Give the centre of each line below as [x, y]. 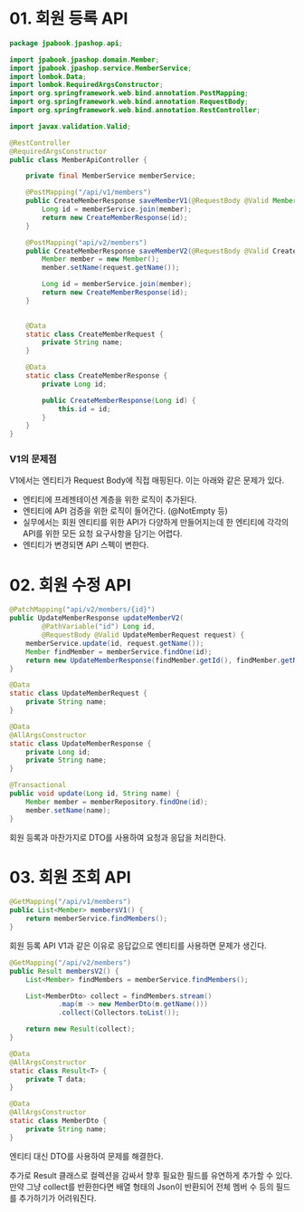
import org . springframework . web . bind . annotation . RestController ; [135, 111]
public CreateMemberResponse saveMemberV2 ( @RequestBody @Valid [147, 251]
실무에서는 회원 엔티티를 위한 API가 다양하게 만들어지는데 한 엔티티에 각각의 [156, 523]
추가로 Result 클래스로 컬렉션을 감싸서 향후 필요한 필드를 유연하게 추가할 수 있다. [151, 1175]
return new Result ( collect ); [81, 1029]
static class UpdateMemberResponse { [81, 744]
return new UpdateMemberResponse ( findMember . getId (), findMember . [153, 660]
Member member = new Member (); [101, 259]
